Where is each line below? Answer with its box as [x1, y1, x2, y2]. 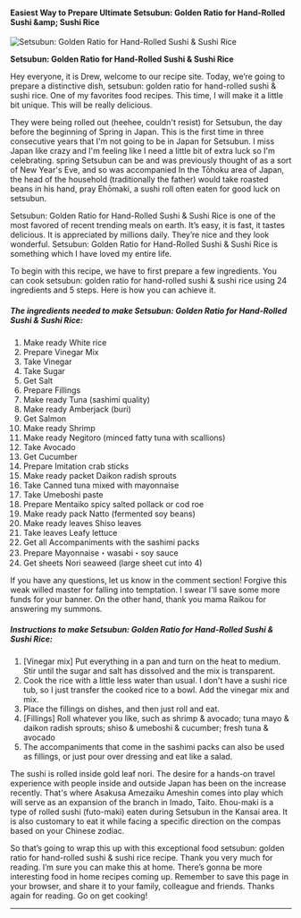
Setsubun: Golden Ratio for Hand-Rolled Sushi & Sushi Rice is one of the [10, 210, 276, 221]
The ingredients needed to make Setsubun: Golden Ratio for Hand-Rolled [10, 305, 288, 316]
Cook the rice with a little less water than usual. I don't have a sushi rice [22, 676, 288, 686]
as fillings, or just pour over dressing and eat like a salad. [22, 752, 233, 762]
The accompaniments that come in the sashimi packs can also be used [22, 742, 285, 752]
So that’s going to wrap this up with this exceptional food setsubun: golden [10, 843, 285, 854]
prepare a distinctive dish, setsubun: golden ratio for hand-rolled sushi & [10, 81, 277, 91]
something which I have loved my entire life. [10, 249, 172, 259]
